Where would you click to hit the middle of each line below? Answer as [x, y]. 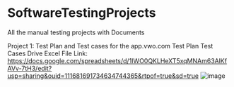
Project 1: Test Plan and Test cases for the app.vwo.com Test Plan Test [110, 46]
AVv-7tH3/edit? [30, 68]
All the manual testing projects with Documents [76, 32]
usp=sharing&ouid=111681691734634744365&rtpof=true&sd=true [103, 76]
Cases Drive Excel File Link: [48, 53]
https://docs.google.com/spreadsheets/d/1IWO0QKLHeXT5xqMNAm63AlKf [117, 60]
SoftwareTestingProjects [82, 13]
